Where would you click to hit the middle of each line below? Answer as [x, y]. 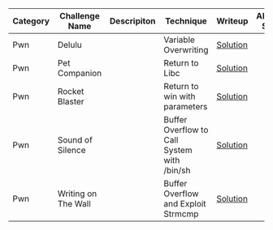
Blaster [71, 102]
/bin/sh [177, 170]
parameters [186, 106]
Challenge [80, 16]
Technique [186, 21]
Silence [71, 150]
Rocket [71, 91]
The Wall [74, 204]
